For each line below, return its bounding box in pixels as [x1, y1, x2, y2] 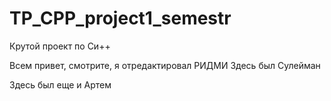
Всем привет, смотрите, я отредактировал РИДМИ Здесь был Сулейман [9, 59, 321, 71]
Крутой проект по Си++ [9, 40, 111, 52]
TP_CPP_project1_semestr [9, 7, 232, 30]
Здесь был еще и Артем [9, 78, 112, 91]
